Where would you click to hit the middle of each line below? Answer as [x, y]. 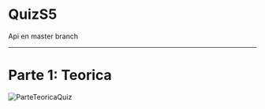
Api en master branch [43, 36]
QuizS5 [33, 15]
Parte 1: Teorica [60, 75]
